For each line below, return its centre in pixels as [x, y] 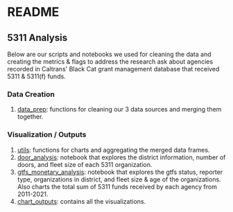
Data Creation [31, 94]
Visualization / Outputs [47, 134]
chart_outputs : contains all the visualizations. [81, 201]
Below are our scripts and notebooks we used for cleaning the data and [109, 54]
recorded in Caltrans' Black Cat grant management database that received [113, 69]
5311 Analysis [37, 38]
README [33, 12]
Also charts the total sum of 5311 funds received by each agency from [117, 186]
